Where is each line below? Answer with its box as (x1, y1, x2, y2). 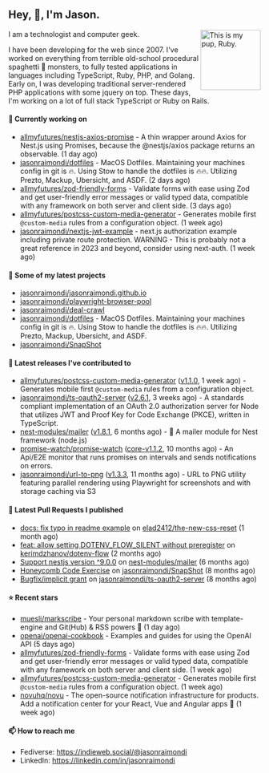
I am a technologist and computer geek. (8, 29, 140, 38)
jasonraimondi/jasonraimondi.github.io (19, 288, 147, 297)
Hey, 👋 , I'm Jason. (8, 8, 100, 22)
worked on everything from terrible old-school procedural (8, 53, 199, 63)
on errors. (19, 461, 54, 471)
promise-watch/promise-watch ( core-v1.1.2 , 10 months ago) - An (19, 444, 234, 454)
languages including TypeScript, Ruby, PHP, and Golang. (8, 70, 195, 80)
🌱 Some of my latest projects (8, 270, 106, 280)
